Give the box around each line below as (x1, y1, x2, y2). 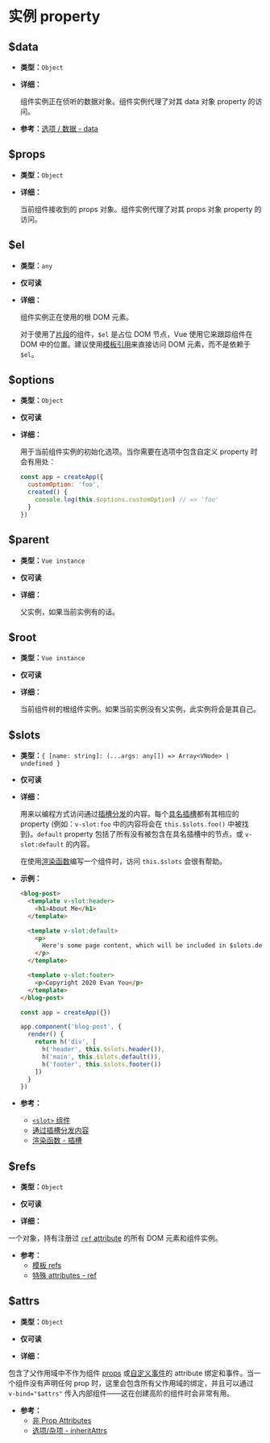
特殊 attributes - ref (31, 1270, 97, 1280)
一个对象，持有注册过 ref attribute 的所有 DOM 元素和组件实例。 (8, 1233, 222, 1243)
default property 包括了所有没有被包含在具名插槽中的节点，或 (36, 830, 243, 839)
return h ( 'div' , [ (35, 1038, 97, 1046)
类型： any (19, 260, 53, 270)
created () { (27, 489, 68, 497)
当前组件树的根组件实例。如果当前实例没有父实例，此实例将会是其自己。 (19, 705, 260, 714)
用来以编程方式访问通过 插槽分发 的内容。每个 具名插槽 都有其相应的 (19, 809, 239, 819)
